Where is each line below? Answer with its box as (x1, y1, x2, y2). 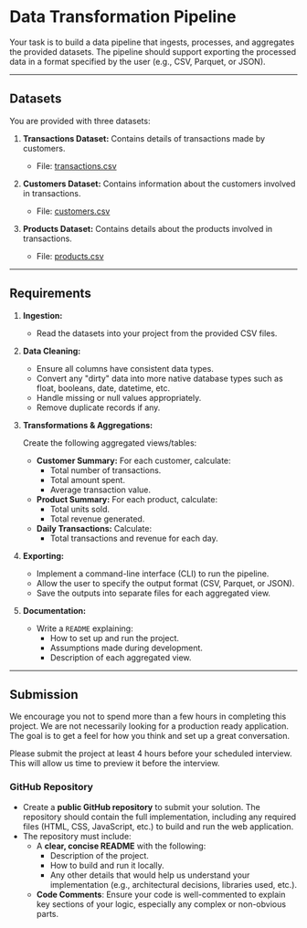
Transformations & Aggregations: (22, 419, 153, 430)
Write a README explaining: (36, 623, 134, 634)
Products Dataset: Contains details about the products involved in (22, 223, 273, 234)
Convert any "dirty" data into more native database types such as (36, 373, 283, 384)
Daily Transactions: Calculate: (36, 522, 153, 533)
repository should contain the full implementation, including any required (22, 811, 297, 822)
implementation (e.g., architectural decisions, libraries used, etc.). (49, 879, 298, 890)
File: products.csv (36, 250, 104, 261)
